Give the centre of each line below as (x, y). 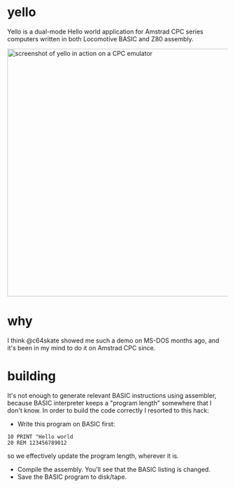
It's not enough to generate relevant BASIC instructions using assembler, (112, 395)
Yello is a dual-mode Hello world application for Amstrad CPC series (106, 31)
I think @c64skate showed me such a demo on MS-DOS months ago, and (113, 340)
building (31, 376)
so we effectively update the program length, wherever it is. (93, 456)
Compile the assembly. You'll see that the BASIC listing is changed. (114, 469)
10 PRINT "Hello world (40, 437)
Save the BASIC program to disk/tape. (72, 477)
